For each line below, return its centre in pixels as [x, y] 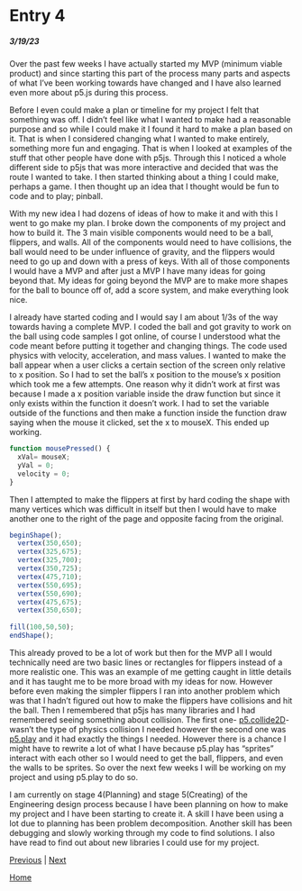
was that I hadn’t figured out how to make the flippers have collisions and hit [151, 700]
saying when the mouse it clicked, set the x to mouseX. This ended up [139, 423]
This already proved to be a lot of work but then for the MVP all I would [141, 652]
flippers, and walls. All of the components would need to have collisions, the [151, 242]
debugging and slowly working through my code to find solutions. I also [142, 832]
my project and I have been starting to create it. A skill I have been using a [146, 814]
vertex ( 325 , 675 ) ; [50, 552]
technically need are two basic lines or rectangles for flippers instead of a [146, 662]
